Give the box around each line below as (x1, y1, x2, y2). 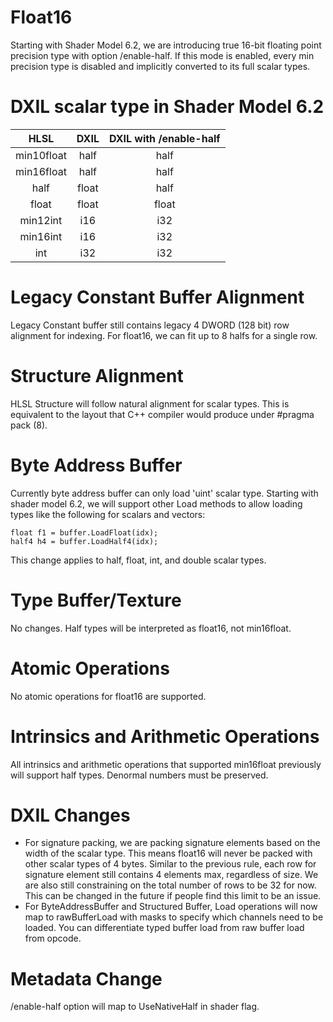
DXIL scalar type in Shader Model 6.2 (10, 96, 325, 118)
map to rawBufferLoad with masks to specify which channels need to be (24, 911, 324, 923)
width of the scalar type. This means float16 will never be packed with (24, 847, 313, 860)
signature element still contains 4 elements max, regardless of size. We (24, 869, 319, 881)
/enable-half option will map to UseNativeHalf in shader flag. (10, 1001, 260, 1013)
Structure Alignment (10, 365, 184, 387)
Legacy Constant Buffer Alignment (10, 286, 305, 309)
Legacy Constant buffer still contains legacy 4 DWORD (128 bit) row (10, 319, 290, 331)
